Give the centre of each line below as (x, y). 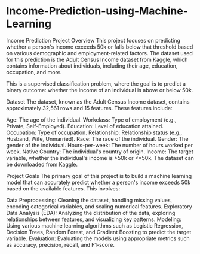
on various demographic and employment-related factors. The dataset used (99, 53)
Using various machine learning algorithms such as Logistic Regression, (95, 225)
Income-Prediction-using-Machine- (97, 11)
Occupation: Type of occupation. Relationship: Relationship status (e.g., (94, 132)
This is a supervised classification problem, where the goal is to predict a (96, 84)
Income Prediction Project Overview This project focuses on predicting (93, 40)
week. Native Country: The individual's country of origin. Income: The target (100, 152)
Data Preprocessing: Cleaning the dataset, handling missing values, (89, 200)
